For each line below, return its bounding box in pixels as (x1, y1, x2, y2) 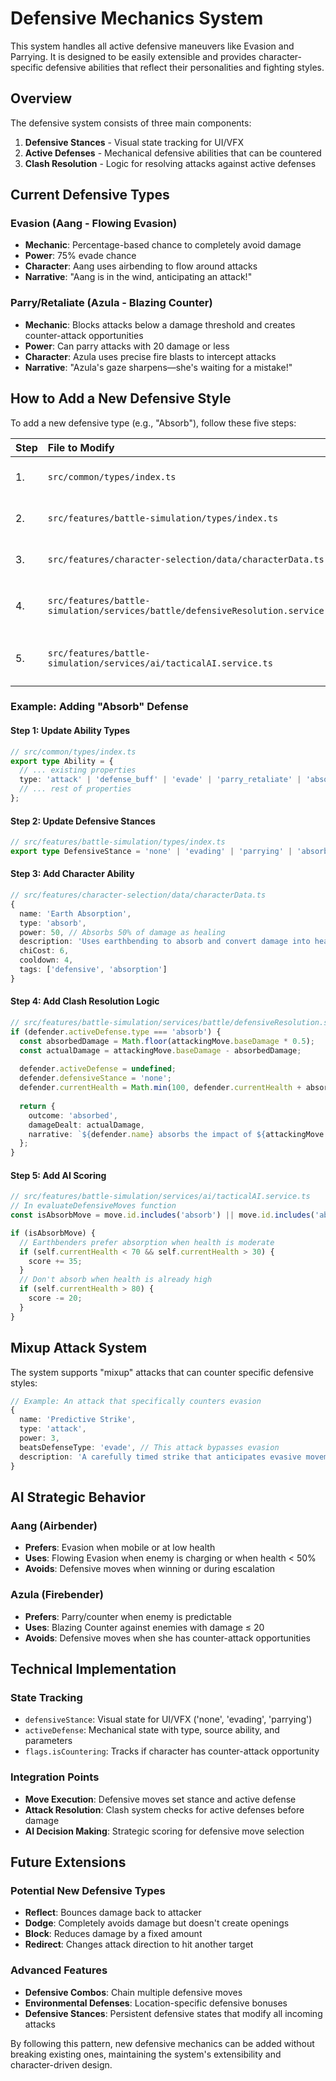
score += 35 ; (28, 1256, 83, 1266)
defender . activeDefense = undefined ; (19, 1064, 177, 1074)
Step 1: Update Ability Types (10, 725, 131, 737)
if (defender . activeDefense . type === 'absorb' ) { (10, 1027, 222, 1037)
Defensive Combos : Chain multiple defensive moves (24, 1986, 243, 1998)
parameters (24, 1735, 73, 1747)
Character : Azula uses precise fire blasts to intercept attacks (24, 350, 277, 362)
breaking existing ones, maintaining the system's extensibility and (10, 2048, 282, 2060)
